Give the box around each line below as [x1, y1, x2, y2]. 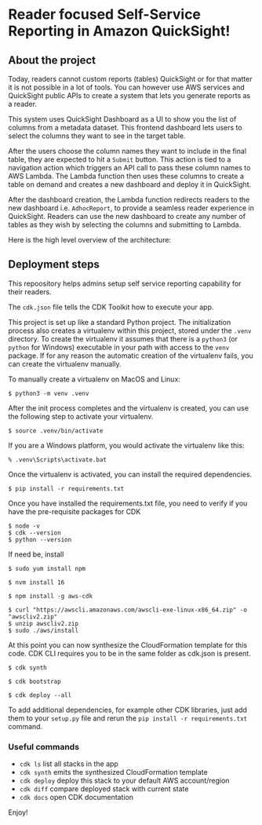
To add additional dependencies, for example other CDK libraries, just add [8, 705, 247, 714]
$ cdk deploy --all [8, 691, 72, 699]
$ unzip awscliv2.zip [8, 619, 79, 627]
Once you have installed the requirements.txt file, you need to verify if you [8, 498, 248, 508]
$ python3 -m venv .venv [8, 389, 89, 397]
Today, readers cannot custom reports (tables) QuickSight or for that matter [8, 75, 253, 83]
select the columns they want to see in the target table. [8, 131, 186, 141]
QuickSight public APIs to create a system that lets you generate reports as [8, 91, 251, 100]
